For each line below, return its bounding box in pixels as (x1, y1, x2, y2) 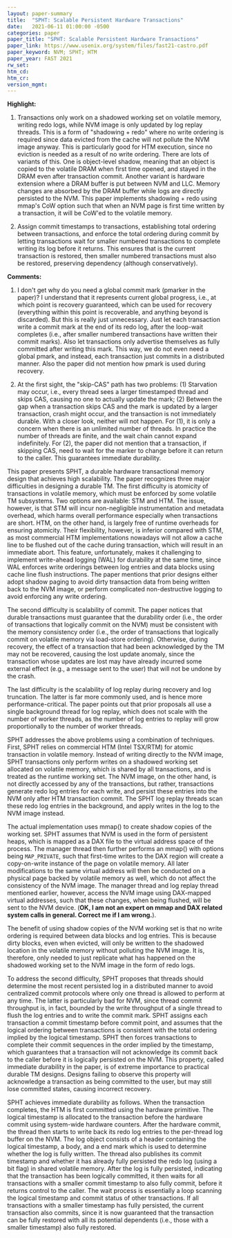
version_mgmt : (7, 81, 48, 88)
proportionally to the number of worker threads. (7, 722, 143, 730)
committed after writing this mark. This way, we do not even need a (17, 345, 209, 353)
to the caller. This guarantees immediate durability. (17, 454, 162, 463)
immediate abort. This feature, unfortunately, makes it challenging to (7, 548, 202, 557)
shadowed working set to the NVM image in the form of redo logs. (7, 961, 195, 969)
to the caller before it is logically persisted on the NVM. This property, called (7, 1055, 224, 1064)
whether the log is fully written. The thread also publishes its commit (7, 1150, 202, 1158)
